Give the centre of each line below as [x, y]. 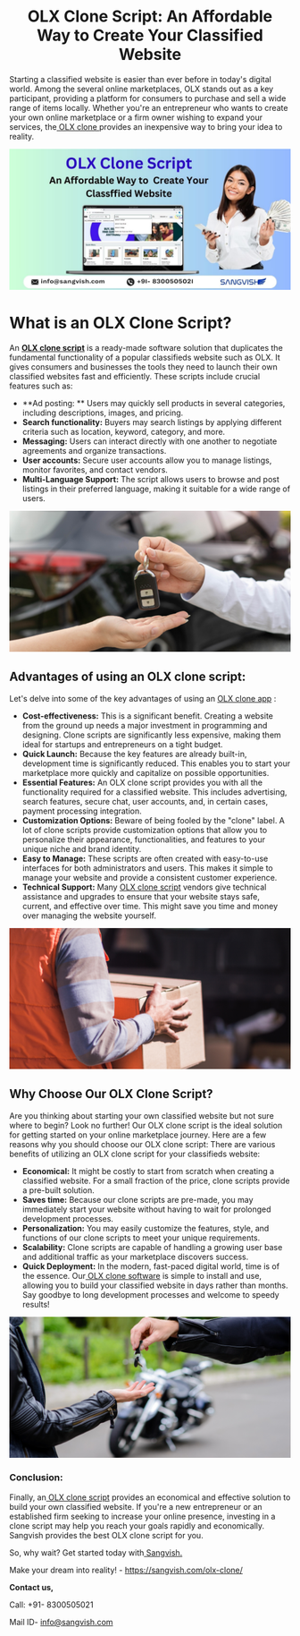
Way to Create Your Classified [150, 35]
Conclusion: [36, 1478]
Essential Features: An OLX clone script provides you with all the [142, 782]
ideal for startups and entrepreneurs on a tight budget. [122, 744]
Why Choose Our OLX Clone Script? [111, 1094]
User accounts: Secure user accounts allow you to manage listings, [147, 460]
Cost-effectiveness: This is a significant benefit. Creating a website [148, 716]
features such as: [41, 386]
